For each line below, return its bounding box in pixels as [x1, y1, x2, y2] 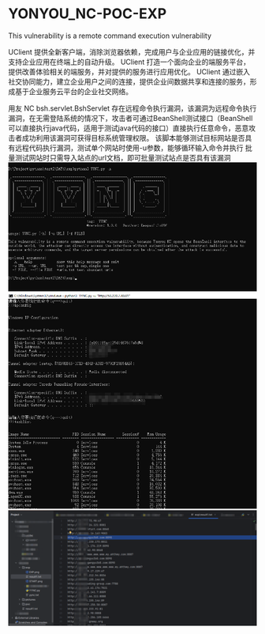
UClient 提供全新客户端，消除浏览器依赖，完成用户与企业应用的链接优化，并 [8, 47, 256, 56]
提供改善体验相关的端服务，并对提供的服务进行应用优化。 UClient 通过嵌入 [8, 66, 251, 76]
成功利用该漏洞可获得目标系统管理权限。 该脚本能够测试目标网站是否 [21, 133, 245, 142]
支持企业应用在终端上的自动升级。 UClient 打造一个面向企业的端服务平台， [8, 57, 251, 66]
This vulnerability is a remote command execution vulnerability [8, 31, 211, 40]
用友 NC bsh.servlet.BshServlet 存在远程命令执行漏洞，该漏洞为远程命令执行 [8, 104, 257, 113]
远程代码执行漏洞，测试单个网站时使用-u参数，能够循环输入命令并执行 [14, 143, 244, 153]
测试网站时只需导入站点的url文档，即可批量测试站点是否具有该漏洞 [14, 153, 231, 162]
